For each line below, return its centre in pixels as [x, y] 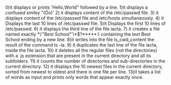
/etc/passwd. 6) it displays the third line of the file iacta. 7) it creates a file [82, 29]
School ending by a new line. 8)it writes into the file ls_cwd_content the [80, 39]
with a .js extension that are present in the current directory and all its [78, 56]
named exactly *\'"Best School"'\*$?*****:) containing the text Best [78, 34]
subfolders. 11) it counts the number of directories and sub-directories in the [85, 61]
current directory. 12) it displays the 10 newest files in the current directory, [84, 66]
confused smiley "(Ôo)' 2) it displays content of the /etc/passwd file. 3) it [82, 13]
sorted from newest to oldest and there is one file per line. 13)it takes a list [83, 72]
